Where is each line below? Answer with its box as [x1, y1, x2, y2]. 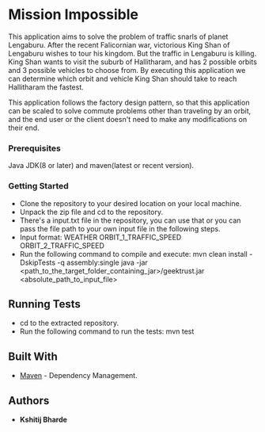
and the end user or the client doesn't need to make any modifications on [8, 114, 248, 124]
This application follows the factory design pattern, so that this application [8, 97, 250, 107]
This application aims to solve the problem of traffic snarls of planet [8, 32, 229, 41]
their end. [8, 123, 40, 132]
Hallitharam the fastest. [8, 82, 85, 92]
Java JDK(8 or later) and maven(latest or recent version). [8, 161, 195, 170]
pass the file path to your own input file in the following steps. [19, 224, 221, 233]
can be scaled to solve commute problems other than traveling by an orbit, [8, 105, 252, 116]
